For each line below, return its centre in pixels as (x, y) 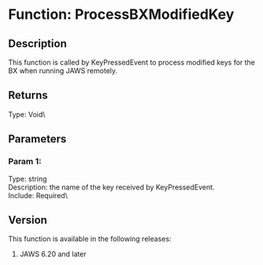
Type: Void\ (27, 114)
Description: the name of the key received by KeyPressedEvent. (111, 187)
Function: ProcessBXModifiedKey (121, 15)
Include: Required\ (38, 195)
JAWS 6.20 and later (53, 254)
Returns (28, 96)
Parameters (37, 139)
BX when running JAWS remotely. (63, 71)
